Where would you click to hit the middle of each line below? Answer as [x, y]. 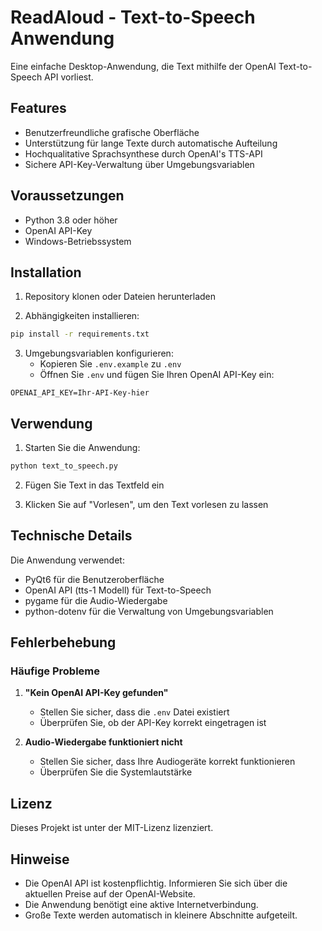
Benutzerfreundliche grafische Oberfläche [112, 132]
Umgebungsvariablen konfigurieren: [99, 353]
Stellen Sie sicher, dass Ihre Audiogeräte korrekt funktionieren [167, 762]
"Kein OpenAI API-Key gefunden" [96, 693]
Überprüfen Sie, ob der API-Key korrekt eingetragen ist [153, 723]
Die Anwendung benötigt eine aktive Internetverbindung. [141, 905]
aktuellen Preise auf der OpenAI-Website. [110, 894]
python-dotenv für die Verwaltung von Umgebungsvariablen [149, 611]
